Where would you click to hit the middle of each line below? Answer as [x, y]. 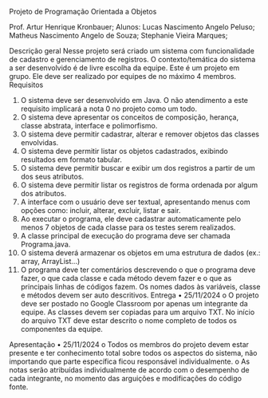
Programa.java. [45, 244]
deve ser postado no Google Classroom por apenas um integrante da [134, 303]
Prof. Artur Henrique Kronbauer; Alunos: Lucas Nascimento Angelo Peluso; [132, 27]
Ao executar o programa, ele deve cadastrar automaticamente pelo [131, 219]
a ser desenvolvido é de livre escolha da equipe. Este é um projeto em [124, 68]
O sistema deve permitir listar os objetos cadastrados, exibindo [124, 151]
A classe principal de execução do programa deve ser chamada [125, 236]
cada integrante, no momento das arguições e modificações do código [126, 378]
